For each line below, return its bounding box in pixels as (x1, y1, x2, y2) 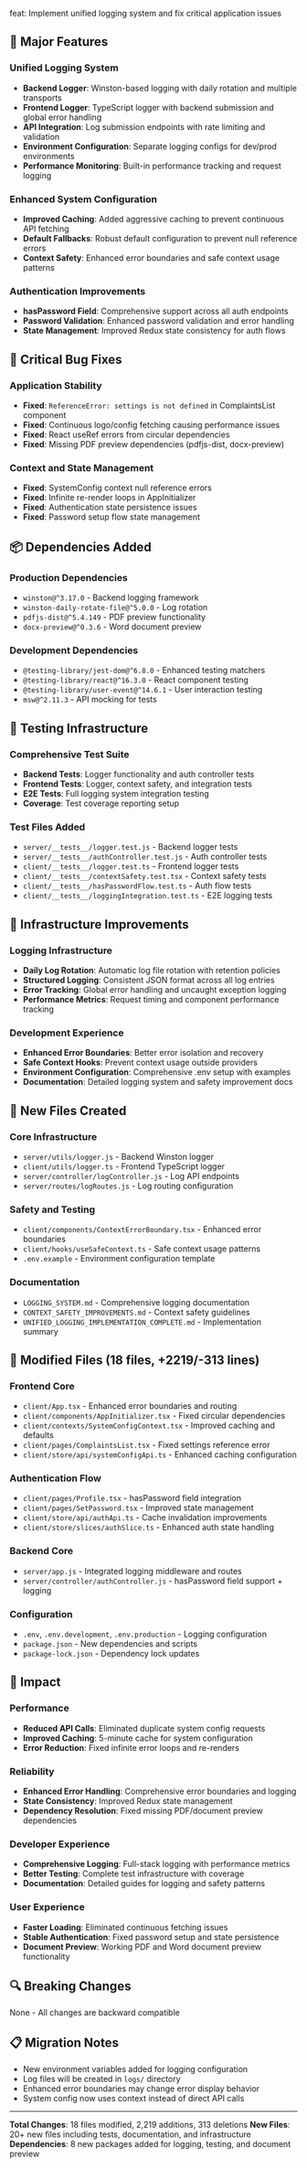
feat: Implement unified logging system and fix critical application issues (9, 8, 281, 18)
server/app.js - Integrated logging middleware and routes (22, 1565, 242, 1576)
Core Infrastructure (9, 1130, 98, 1143)
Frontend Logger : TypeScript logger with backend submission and (22, 102, 274, 113)
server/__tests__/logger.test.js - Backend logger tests (22, 842, 238, 853)
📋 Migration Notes (9, 2034, 119, 2050)
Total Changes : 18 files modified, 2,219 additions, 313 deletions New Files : (9, 2120, 291, 2130)
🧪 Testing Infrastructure (9, 720, 149, 735)
